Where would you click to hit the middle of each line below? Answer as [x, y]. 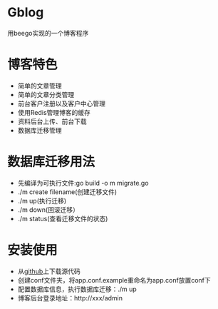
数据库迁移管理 [40, 130]
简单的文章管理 [40, 86]
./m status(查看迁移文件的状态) [63, 218]
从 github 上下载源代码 [49, 271]
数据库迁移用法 [51, 162]
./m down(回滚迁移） [48, 209]
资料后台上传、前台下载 [52, 121]
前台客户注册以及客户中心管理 [61, 103]
